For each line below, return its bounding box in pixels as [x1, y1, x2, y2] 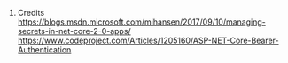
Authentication [17, 45, 72, 55]
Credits [17, 8, 45, 17]
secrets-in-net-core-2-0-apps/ [17, 26, 131, 36]
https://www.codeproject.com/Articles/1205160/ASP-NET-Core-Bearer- [17, 35, 279, 45]
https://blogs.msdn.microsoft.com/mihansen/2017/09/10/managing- [17, 17, 266, 27]
